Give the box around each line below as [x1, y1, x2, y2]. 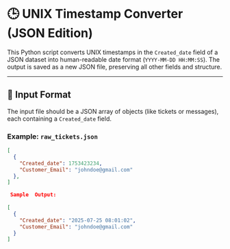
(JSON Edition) [7, 25, 94, 41]
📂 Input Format [7, 89, 72, 101]
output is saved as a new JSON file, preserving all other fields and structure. [7, 62, 222, 71]
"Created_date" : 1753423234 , [19, 160, 103, 167]
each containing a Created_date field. [7, 115, 112, 123]
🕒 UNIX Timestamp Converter [7, 6, 183, 22]
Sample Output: [10, 191, 57, 198]
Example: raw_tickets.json [7, 132, 98, 141]
